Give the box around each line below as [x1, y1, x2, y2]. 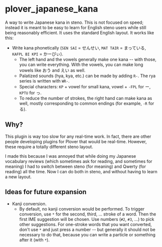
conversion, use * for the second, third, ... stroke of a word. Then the [19, 211, 156, 217]
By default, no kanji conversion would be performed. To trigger [19, 206, 145, 212]
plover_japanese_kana [5, 3, 98, 15]
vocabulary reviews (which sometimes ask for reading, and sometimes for [5, 158, 152, 164]
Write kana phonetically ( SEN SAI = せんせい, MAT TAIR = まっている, [12, 45, 146, 50]
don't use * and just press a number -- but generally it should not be [19, 227, 156, 232]
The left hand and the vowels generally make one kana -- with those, [19, 56, 157, 62]
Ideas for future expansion [5, 188, 87, 196]
